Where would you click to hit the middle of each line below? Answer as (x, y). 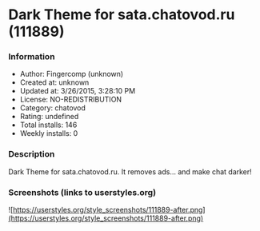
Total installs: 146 (48, 125)
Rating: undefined (49, 117)
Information (32, 57)
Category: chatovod (53, 108)
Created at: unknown (54, 82)
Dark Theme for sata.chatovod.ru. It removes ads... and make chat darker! (130, 171)
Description (32, 154)
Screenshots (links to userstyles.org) (82, 192)
